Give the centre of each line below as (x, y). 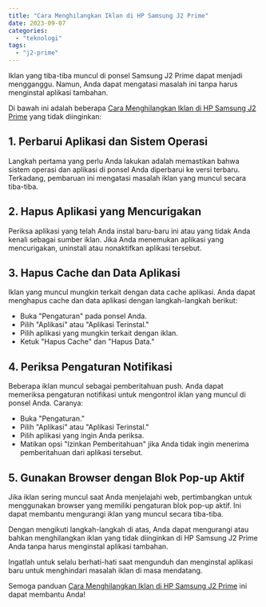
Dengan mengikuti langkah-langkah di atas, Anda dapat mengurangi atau (129, 529)
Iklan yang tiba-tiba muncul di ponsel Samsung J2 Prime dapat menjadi (125, 76)
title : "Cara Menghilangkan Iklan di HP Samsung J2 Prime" (109, 16)
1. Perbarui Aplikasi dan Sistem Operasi (108, 142)
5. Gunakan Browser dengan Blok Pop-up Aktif (127, 478)
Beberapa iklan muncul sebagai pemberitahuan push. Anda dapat (116, 386)
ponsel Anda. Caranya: (46, 403)
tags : (17, 46)
